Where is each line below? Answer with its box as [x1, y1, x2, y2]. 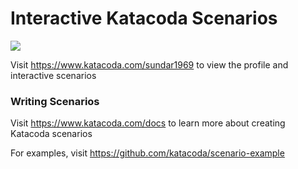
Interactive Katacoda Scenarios [10, 7, 278, 30]
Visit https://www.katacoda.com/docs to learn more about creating [10, 117, 286, 129]
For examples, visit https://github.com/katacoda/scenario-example [10, 147, 285, 159]
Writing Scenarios [10, 94, 100, 108]
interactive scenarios [10, 69, 97, 81]
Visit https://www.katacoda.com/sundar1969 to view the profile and [10, 58, 289, 71]
